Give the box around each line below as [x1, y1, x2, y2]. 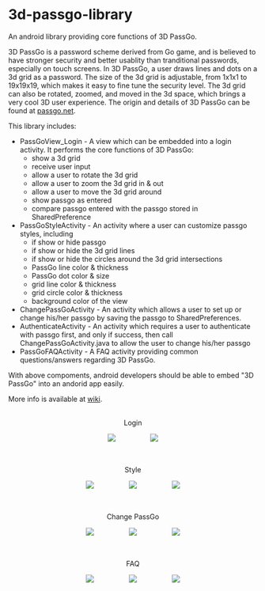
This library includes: [8, 121, 77, 131]
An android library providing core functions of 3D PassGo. [8, 32, 198, 41]
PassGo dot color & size [31, 271, 110, 280]
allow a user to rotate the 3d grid [31, 170, 138, 180]
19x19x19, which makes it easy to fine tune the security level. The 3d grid [8, 81, 246, 90]
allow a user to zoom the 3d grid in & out [31, 178, 164, 188]
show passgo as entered [31, 195, 112, 205]
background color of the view [31, 296, 128, 305]
